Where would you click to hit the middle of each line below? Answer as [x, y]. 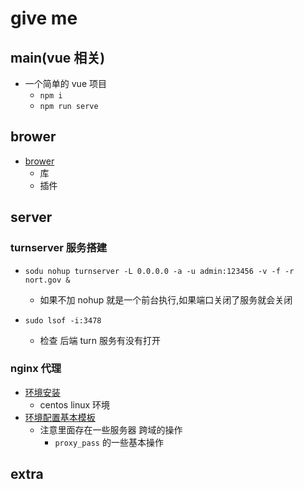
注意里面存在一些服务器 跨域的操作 [111, 429]
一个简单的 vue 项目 [65, 83]
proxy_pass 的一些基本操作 [109, 442]
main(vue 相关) [58, 57]
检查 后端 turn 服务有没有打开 [100, 340]
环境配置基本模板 [60, 417]
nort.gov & [47, 280]
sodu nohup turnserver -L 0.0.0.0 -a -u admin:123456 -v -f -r [159, 271]
